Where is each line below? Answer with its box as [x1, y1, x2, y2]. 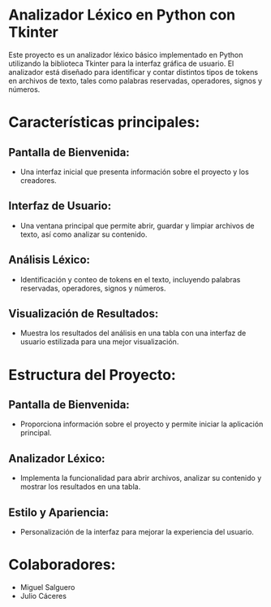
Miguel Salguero [19, 582, 75, 592]
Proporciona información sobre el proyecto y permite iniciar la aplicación [19, 419, 264, 429]
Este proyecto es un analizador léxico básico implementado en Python [8, 50, 243, 59]
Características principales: [8, 113, 200, 132]
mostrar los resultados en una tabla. [19, 482, 141, 491]
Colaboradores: [8, 556, 116, 574]
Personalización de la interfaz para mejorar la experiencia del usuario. [19, 527, 254, 536]
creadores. [19, 175, 57, 185]
